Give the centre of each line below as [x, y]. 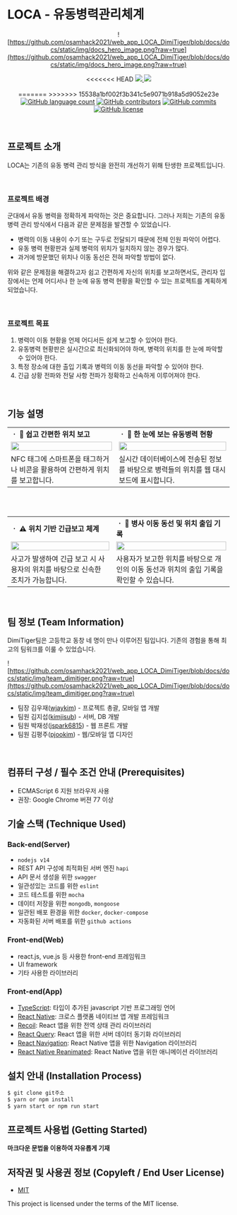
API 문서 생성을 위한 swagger [57, 877]
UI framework [37, 964]
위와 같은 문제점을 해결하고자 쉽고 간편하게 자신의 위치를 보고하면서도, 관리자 [113, 272]
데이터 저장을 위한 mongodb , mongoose [68, 903]
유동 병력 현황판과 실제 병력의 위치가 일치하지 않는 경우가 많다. [103, 249]
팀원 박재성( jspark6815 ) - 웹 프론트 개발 [73, 725]
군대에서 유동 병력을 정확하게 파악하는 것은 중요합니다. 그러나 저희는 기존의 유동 [116, 215]
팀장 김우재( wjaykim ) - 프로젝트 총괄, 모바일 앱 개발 [89, 708]
